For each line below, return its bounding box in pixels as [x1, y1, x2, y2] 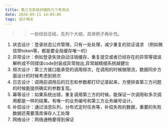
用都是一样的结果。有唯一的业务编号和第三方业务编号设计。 [12, 98, 135, 104]
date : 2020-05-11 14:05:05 [5, 12, 61, 17]
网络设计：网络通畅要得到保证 [12, 116, 74, 122]
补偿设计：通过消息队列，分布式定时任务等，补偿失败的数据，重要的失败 [12, 104, 161, 110]
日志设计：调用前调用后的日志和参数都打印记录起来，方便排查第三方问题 [12, 79, 161, 85]
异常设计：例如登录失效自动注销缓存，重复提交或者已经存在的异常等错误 [12, 54, 161, 60]
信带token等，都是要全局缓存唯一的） [12, 48, 90, 54]
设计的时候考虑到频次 [16, 73, 61, 79]
